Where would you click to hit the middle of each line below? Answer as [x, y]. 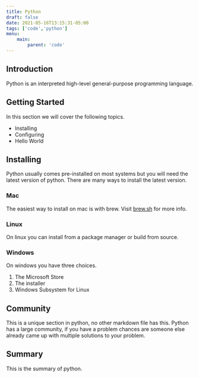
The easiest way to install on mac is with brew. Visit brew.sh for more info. [97, 209]
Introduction [30, 69]
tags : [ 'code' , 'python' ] [37, 28]
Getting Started [35, 102]
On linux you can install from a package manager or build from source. [92, 237]
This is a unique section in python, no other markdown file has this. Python [97, 323]
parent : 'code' [46, 45]
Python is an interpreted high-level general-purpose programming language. [100, 83]
